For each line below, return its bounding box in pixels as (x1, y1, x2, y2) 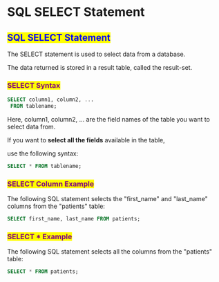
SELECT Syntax (7, 80, 61, 90)
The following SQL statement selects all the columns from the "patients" (7, 247, 213, 256)
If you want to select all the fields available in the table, (7, 136, 165, 144)
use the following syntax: (7, 149, 79, 158)
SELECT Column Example (7, 179, 95, 189)
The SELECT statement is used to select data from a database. (7, 50, 186, 58)
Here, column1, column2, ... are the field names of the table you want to (7, 115, 211, 124)
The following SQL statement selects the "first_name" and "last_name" (7, 195, 209, 203)
